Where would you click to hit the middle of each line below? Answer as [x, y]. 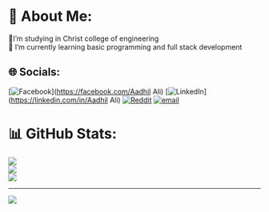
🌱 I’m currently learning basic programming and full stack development [125, 46]
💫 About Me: [50, 16]
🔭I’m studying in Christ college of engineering [84, 38]
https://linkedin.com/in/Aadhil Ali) [66, 100]
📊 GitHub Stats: [63, 133]
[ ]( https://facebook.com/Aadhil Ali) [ [88, 91]
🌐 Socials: [34, 72]
